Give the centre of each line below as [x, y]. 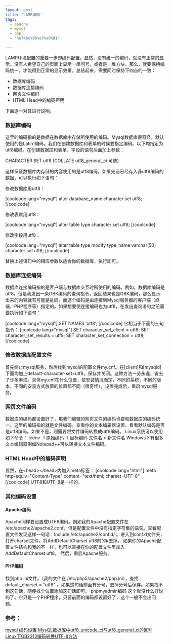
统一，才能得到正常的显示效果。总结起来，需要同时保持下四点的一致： [82, 70]
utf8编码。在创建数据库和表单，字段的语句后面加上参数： [65, 150]
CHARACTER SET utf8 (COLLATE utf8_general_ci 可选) [62, 161]
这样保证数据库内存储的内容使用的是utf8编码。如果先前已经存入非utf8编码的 [84, 172]
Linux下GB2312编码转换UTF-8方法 [41, 636]
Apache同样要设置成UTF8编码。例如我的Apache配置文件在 [67, 522]
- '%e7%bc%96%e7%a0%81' [35, 39]
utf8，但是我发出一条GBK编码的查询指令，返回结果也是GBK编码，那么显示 [83, 294]
